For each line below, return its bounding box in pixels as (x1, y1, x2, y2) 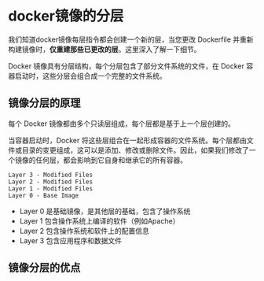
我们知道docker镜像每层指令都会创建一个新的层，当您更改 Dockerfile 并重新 (8, 35, 254, 44)
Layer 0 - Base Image (8, 191, 79, 199)
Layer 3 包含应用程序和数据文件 (19, 235, 122, 245)
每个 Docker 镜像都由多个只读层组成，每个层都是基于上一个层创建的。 (8, 119, 236, 128)
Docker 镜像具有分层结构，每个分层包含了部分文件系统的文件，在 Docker (8, 61, 245, 71)
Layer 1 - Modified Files (8, 184, 93, 193)
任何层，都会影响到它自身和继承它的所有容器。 (35, 155, 187, 165)
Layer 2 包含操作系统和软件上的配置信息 (19, 226, 149, 235)
